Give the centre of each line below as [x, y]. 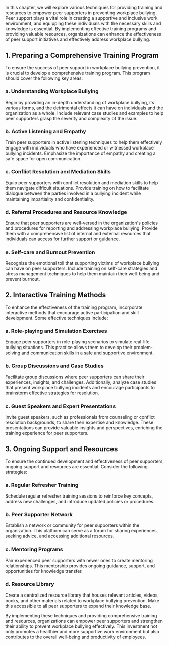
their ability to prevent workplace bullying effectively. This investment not [81, 626]
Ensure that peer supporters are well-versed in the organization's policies [81, 223]
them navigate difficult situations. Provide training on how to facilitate [77, 188]
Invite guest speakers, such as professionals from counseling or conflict [80, 417]
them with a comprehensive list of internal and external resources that [78, 234]
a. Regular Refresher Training [42, 485]
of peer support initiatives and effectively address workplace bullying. [78, 39]
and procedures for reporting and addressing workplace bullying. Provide [81, 228]
